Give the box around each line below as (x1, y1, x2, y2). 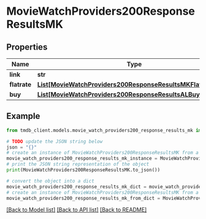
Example (6, 111, 40, 121)
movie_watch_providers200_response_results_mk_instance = (6, 155, 158, 162)
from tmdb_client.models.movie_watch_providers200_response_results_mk (6, 127, 193, 133)
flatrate (9, 80, 32, 88)
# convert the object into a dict (6, 178, 95, 184)
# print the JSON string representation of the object (6, 161, 150, 167)
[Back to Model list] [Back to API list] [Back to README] (6, 206, 147, 213)
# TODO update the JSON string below (6, 138, 103, 145)
